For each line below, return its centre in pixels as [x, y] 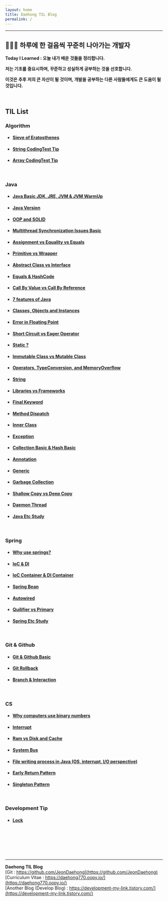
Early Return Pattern [34, 773]
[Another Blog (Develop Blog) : [37, 888]
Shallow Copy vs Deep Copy [42, 493]
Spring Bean [25, 586]
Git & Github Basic [31, 657]
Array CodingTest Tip [35, 160]
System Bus [25, 750]
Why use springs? [32, 552]
